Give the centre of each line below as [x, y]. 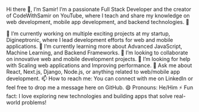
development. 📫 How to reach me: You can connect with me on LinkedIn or [100, 78]
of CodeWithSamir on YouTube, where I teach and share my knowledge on [98, 16]
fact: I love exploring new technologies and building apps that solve [89, 96]
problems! [34, 102]
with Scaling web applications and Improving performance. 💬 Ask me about [99, 65]
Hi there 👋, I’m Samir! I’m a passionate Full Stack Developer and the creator [99, 9]
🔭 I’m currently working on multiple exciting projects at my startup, [88, 34]
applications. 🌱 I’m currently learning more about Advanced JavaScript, [94, 46]
